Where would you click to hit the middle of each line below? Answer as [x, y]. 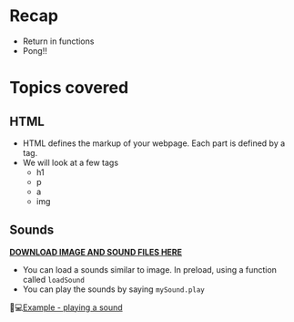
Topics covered [69, 88]
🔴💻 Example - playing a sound [66, 307]
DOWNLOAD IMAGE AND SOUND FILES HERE [96, 252]
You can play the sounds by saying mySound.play [113, 289]
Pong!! [35, 50]
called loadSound [53, 279]
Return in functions [58, 41]
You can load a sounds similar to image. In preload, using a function [150, 269]
